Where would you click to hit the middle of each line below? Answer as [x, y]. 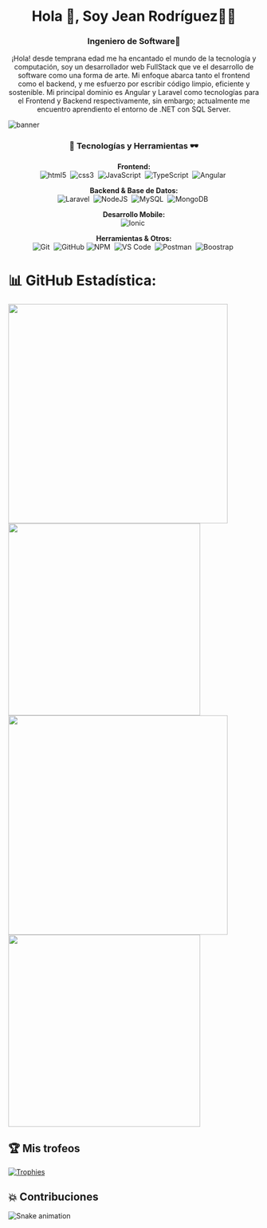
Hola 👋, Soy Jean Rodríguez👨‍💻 [134, 16]
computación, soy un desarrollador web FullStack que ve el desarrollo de [134, 67]
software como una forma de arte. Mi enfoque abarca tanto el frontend [134, 76]
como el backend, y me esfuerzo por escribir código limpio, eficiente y [134, 84]
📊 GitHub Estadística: [82, 280]
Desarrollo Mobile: [134, 214]
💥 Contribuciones [53, 1196]
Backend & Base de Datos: [134, 190]
